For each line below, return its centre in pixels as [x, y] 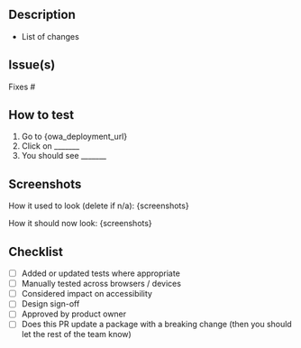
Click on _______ [50, 146]
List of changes [50, 36]
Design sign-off [50, 304]
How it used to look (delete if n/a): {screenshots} [99, 206]
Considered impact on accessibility [87, 294]
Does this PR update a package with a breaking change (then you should [156, 325]
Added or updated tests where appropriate [101, 273]
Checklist [36, 252]
